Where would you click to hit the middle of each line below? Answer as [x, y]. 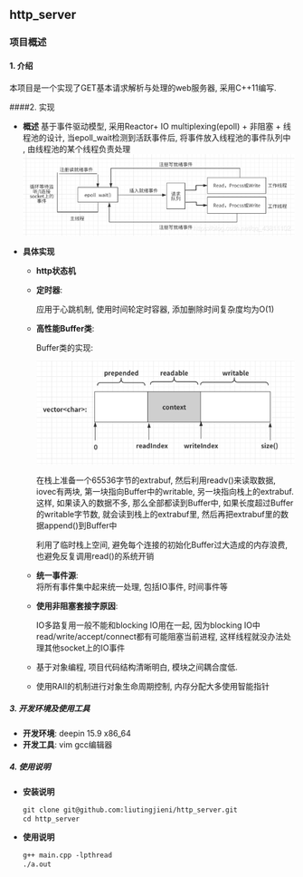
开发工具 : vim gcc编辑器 [67, 744]
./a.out [37, 864]
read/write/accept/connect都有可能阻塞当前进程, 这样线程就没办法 [160, 636]
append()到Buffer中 [80, 525]
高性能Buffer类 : [65, 329]
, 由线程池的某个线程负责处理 [76, 149]
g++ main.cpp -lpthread [67, 855]
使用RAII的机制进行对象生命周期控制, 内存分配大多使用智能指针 [152, 686]
